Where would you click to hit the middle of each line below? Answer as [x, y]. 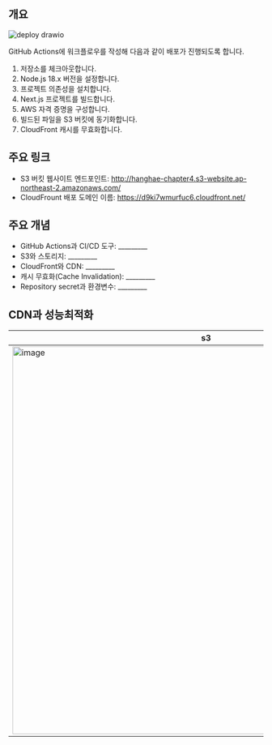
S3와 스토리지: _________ [59, 256]
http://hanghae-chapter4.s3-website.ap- [178, 178]
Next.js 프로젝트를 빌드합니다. [68, 99]
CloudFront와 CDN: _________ [67, 267]
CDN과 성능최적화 [51, 315]
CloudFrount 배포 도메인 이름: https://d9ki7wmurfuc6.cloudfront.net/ [133, 197]
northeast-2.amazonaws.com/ [70, 187]
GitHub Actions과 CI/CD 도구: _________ [84, 246]
